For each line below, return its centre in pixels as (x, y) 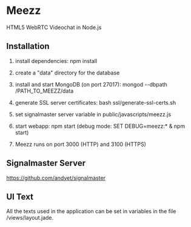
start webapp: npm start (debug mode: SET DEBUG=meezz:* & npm (100, 126)
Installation (28, 46)
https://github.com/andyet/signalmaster (56, 178)
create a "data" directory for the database (67, 73)
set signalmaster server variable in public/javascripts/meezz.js (93, 114)
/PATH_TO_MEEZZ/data (44, 91)
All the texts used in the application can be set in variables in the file (91, 211)
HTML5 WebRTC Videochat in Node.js (54, 27)
